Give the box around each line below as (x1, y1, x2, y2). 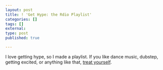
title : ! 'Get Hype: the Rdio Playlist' (5, 12, 92, 17)
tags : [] (5, 21, 24, 27)
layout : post (5, 7, 33, 13)
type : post (5, 31, 28, 36)
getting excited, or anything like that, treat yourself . (5, 59, 112, 65)
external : (5, 26, 26, 31)
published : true (5, 36, 40, 41)
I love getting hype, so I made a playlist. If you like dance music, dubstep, (5, 53, 158, 59)
